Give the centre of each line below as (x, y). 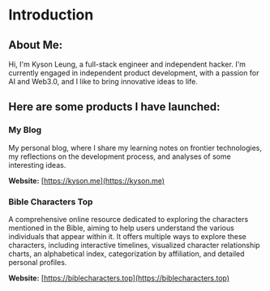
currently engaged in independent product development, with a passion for (134, 73)
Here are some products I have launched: (114, 107)
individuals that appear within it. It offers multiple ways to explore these (128, 236)
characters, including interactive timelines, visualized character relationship (135, 245)
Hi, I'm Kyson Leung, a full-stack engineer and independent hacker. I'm (127, 64)
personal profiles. (38, 262)
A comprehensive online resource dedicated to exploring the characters (129, 219)
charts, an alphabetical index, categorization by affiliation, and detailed (126, 254)
